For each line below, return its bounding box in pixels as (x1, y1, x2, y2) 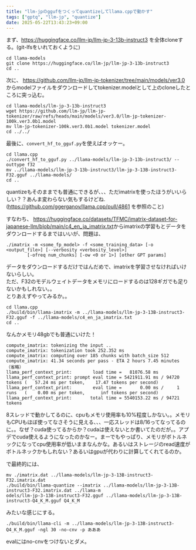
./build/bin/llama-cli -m (6, 521, 69, 526)
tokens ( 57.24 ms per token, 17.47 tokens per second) (6, 380, 159, 385)
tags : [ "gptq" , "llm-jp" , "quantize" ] (6, 14, 101, 20)
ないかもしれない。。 (6, 286, 55, 293)
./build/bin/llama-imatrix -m (6, 310, 80, 316)
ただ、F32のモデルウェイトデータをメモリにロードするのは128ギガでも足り (6, 278, 188, 285)
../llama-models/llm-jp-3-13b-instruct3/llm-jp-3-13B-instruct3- (13, 167, 177, 173)
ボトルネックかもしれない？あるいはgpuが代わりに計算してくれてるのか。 (6, 448, 185, 455)
